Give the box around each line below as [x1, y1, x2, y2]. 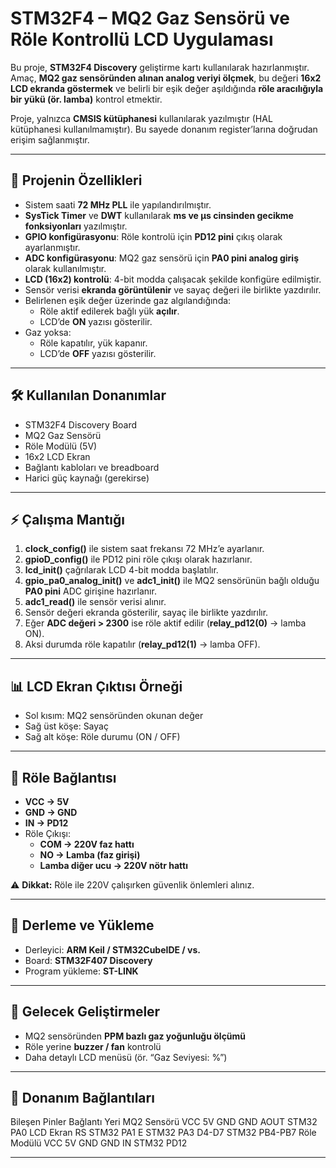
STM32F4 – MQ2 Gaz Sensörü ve [10, 7, 291, 30]
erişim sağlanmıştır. [10, 133, 90, 146]
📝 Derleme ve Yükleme [10, 917, 155, 934]
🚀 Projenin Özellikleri [10, 172, 143, 189]
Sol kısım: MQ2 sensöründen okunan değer [24, 710, 204, 722]
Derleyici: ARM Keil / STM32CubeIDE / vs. [24, 943, 202, 956]
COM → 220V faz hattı [39, 838, 135, 850]
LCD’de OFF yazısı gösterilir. [39, 347, 157, 359]
